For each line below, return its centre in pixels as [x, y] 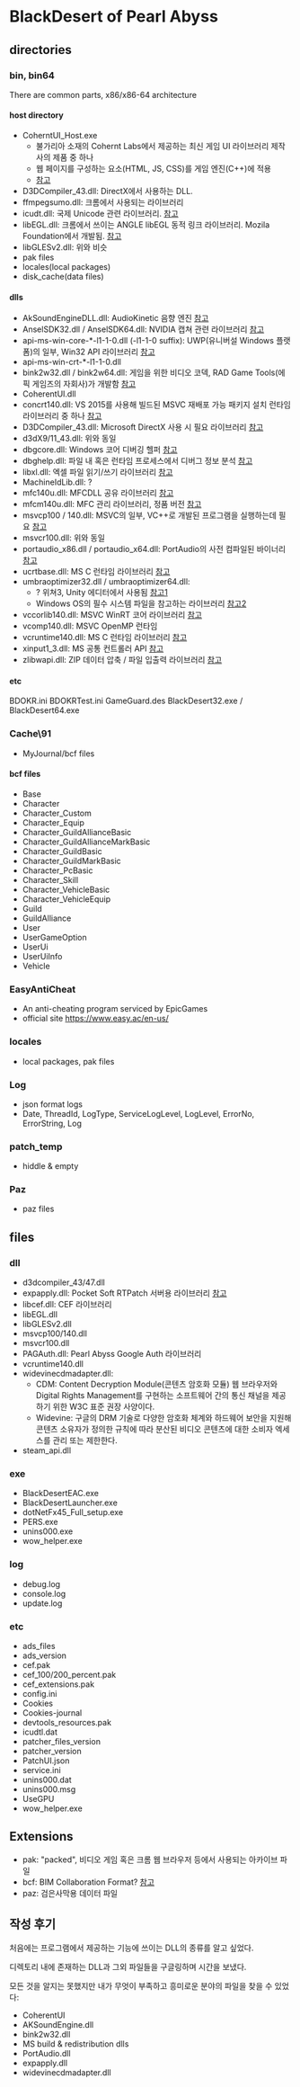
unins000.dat [47, 1780]
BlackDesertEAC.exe [60, 1494]
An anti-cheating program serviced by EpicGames [115, 1009]
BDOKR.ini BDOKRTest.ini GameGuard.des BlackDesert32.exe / [126, 701]
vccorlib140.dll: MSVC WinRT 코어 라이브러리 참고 [112, 615]
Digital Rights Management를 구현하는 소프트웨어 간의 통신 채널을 [153, 1396]
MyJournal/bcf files [58, 754]
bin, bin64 [32, 76]
